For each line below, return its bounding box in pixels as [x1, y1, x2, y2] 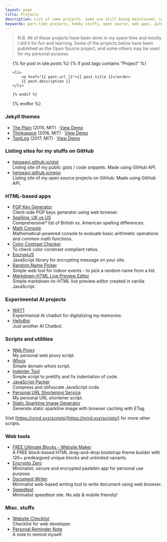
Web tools [5, 433, 30, 440]
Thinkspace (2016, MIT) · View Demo [12, 130, 88, 136]
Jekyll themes [5, 113, 40, 120]
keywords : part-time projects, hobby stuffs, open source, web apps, [5, 21, 153, 26]
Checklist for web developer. [12, 521, 72, 527]
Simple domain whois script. [12, 363, 71, 369]
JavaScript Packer [12, 379, 50, 385]
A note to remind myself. [12, 532, 63, 538]
